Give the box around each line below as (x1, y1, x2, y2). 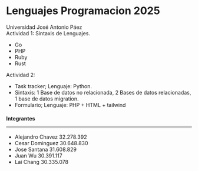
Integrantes (6, 115, 35, 122)
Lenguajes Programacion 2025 (6, 4, 160, 18)
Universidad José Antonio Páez (6, 24, 82, 31)
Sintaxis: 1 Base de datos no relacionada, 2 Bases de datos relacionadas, (14, 89, 192, 96)
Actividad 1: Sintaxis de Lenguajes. (6, 29, 90, 36)
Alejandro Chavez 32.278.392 (14, 133, 87, 140)
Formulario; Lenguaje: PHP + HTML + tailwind (14, 101, 126, 108)
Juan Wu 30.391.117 (14, 152, 63, 159)
